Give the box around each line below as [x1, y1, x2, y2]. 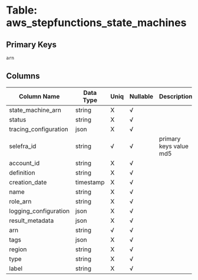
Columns [6, 71, 40, 81]
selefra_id [9, 142, 37, 150]
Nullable [129, 92, 154, 100]
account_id [9, 159, 40, 167]
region [9, 245, 27, 253]
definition [9, 169, 35, 177]
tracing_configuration [9, 125, 69, 133]
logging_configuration [9, 207, 70, 215]
